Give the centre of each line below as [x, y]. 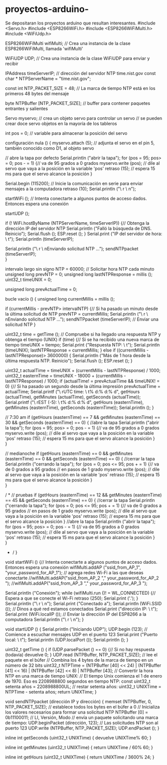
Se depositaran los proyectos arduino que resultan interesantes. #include [80, 23]
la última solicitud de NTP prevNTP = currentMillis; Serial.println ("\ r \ [77, 314]
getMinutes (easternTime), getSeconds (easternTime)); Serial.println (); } [80, 407]
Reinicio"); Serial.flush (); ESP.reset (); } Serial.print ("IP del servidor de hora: [84, 234]
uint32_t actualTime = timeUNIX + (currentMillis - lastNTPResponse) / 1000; [83, 370]
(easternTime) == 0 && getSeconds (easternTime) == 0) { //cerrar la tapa [80, 458]
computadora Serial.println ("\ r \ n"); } [44, 619]
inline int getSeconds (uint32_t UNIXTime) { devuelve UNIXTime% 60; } [78, 738]
